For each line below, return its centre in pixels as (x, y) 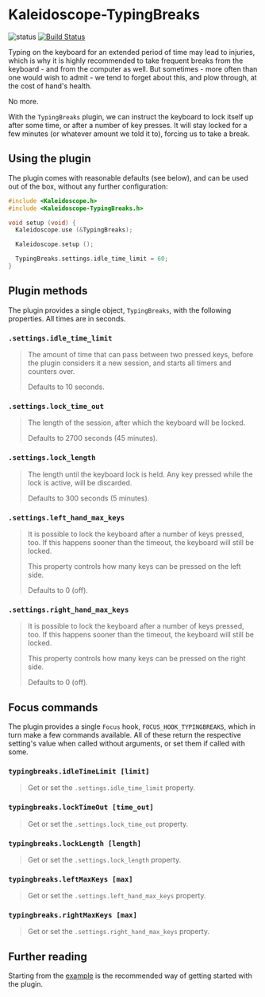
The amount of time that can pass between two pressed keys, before (140, 354)
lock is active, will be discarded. (80, 482)
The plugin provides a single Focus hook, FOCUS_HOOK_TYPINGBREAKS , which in (132, 726)
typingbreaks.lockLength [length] (75, 843)
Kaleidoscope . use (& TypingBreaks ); (74, 230)
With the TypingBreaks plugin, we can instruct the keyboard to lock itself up (131, 116)
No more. (23, 101)
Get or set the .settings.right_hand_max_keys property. (119, 932)
